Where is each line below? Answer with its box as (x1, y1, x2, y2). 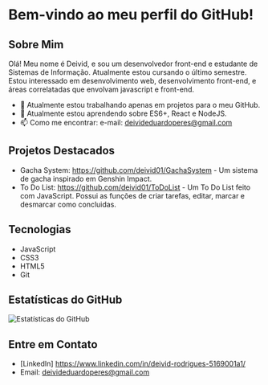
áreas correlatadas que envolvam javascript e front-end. (8, 84, 195, 94)
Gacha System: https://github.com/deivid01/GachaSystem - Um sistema (19, 165, 258, 174)
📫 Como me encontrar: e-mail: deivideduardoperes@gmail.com (19, 118, 233, 127)
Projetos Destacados (8, 144, 115, 158)
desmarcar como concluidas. (19, 199, 116, 209)
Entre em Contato (8, 338, 98, 351)
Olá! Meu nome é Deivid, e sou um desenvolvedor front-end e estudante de (8, 59, 258, 68)
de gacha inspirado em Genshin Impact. (19, 174, 152, 183)
